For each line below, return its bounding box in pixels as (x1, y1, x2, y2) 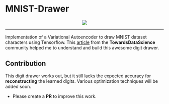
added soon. (5, 83, 32, 89)
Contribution (5, 59, 46, 68)
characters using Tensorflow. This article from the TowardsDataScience (5, 39, 155, 45)
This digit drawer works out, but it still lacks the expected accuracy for (5, 73, 151, 79)
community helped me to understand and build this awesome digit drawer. (5, 44, 159, 50)
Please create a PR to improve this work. (12, 93, 97, 99)
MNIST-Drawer (5, 3, 69, 15)
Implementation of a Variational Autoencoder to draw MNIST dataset (5, 34, 147, 40)
